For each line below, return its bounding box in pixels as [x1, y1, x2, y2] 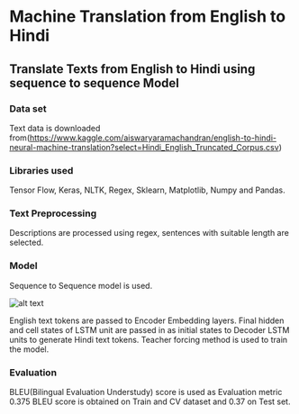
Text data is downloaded [9, 122, 101, 133]
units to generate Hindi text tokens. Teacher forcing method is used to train [9, 334, 288, 345]
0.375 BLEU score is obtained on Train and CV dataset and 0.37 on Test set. [9, 396, 291, 407]
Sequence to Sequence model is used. [9, 280, 153, 291]
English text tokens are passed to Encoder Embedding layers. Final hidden [9, 315, 285, 326]
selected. [9, 237, 44, 248]
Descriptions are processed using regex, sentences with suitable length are [9, 228, 290, 238]
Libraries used [9, 164, 74, 176]
